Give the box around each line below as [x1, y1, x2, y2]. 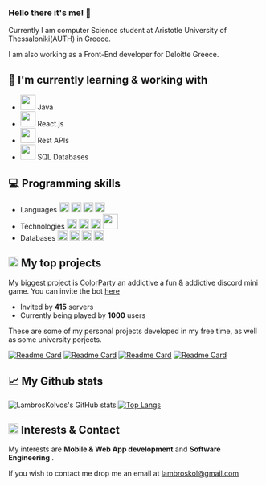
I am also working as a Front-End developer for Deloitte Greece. [8, 50, 219, 60]
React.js [37, 119, 64, 129]
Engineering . [8, 453, 55, 463]
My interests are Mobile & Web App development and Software [8, 444, 221, 454]
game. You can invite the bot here [8, 286, 121, 296]
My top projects [20, 257, 102, 270]
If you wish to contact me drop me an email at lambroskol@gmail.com [8, 468, 239, 478]
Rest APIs [37, 136, 70, 146]
